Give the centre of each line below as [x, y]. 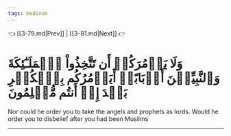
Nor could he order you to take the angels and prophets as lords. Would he [113, 111]
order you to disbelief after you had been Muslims [78, 119]
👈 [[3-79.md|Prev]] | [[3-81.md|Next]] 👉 [67, 33]
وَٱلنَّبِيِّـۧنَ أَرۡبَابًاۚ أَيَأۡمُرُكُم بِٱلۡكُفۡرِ [114, 78]
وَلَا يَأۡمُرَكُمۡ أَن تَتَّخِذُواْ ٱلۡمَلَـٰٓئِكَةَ [95, 63]
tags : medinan [28, 13]
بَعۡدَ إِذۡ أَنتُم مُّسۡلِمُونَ [68, 92]
